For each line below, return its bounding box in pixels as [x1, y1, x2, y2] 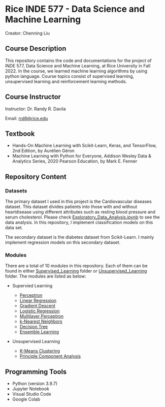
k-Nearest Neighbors [19, 318, 63, 324]
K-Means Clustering [19, 348, 60, 354]
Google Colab [12, 396, 40, 402]
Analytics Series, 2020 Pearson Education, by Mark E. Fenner [12, 158, 137, 164]
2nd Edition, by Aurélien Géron [12, 148, 75, 154]
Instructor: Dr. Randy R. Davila [5, 106, 66, 112]
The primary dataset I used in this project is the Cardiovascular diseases [5, 198, 152, 205]
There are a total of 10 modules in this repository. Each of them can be [5, 263, 148, 269]
